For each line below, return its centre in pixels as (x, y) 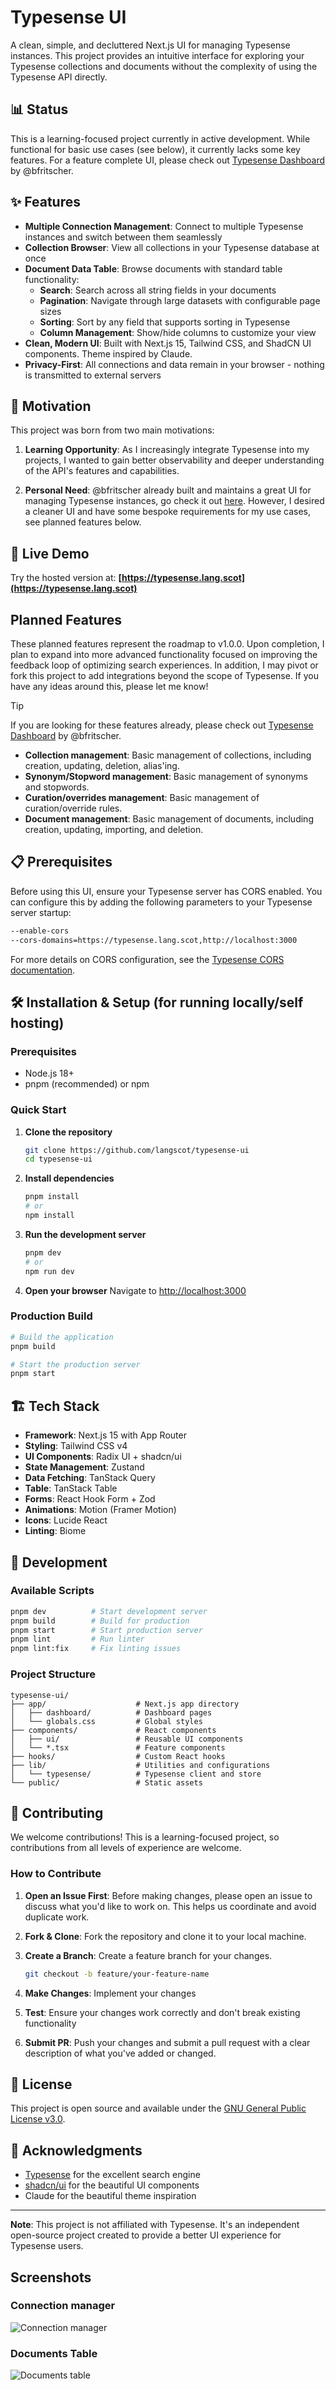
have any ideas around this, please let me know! (109, 686)
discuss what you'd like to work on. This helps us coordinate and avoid (170, 1906)
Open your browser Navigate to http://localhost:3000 (135, 1290)
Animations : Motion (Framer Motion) (100, 1510)
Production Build (51, 1316)
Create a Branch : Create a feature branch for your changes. (148, 1955)
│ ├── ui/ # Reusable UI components (127, 1739)
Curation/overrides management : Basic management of (142, 797)
